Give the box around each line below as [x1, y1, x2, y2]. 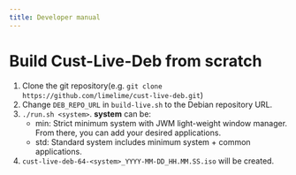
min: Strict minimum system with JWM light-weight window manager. [34, 118, 288, 128]
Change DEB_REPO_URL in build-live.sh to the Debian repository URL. [21, 99, 273, 110]
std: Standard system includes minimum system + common [34, 136, 251, 147]
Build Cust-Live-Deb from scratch [9, 50, 262, 71]
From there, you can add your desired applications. [34, 127, 222, 138]
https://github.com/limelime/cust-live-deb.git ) [21, 89, 204, 100]
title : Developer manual [9, 12, 101, 22]
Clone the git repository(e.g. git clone [21, 80, 163, 91]
